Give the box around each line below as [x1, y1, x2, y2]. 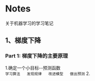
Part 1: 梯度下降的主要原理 [5, 52, 68, 59]
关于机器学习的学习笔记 [5, 20, 53, 26]
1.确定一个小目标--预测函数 [5, 64, 61, 70]
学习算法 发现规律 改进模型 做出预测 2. [5, 70, 90, 76]
